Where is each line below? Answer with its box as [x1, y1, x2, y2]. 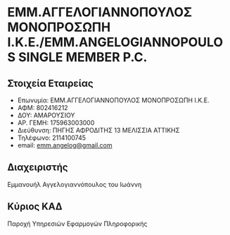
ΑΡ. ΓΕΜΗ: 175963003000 [17, 119, 95, 127]
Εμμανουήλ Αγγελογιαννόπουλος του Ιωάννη [7, 180, 142, 188]
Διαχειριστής [7, 162, 68, 174]
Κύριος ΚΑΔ [7, 200, 63, 212]
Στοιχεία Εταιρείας [7, 77, 94, 89]
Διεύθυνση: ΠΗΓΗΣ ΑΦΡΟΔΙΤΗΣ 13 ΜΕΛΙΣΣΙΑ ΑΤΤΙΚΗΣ [17, 126, 181, 134]
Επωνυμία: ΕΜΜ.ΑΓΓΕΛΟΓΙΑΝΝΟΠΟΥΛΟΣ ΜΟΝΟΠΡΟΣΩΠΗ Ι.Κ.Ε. [17, 96, 210, 104]
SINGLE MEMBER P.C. [18, 49, 148, 66]
